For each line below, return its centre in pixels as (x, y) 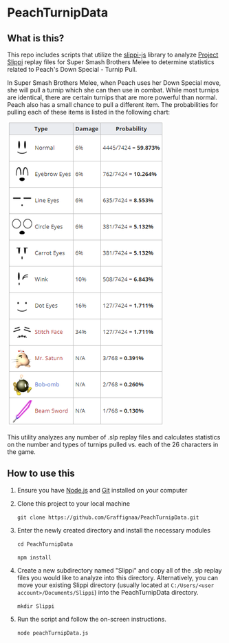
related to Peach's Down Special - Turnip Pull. (72, 69)
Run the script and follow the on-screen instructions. (91, 619)
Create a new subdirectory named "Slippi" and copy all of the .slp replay (119, 570)
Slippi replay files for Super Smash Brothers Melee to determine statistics (111, 62)
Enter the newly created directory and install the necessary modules (114, 530)
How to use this (41, 474)
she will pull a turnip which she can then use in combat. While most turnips (113, 90)
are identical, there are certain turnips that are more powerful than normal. (112, 97)
